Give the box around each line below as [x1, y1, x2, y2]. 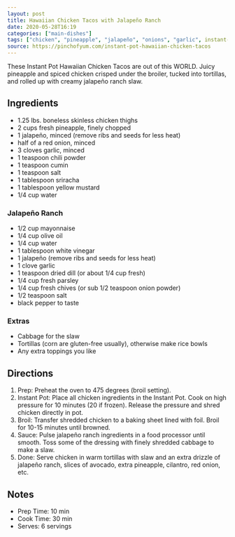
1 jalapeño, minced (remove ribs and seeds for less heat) [17, 131, 181, 139]
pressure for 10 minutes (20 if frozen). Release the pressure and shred [17, 401, 220, 409]
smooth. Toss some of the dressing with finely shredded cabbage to [17, 438, 215, 446]
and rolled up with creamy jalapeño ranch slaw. [7, 77, 143, 85]
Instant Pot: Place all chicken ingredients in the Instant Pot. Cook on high [17, 394, 227, 402]
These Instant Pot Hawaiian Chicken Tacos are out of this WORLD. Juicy [7, 62, 215, 70]
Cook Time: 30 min [17, 515, 73, 523]
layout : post [7, 10, 45, 18]
